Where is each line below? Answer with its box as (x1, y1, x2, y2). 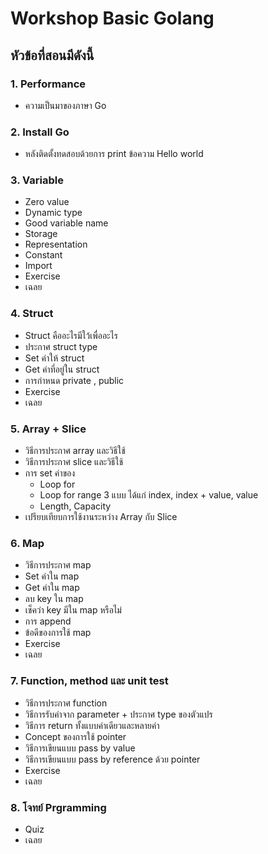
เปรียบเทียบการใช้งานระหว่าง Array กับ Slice (24, 511, 178, 523)
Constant (24, 249, 63, 261)
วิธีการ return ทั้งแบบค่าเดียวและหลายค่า (24, 719, 160, 731)
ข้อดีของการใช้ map (24, 627, 92, 639)
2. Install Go (10, 125, 70, 139)
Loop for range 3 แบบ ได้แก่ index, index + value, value (39, 489, 259, 501)
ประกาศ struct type (24, 340, 98, 352)
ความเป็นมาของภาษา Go (24, 99, 107, 111)
